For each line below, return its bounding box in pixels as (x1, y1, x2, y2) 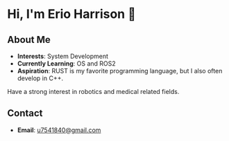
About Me (7, 34, 51, 46)
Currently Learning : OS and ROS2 (17, 59, 116, 68)
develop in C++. (17, 74, 64, 82)
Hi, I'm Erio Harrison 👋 (7, 6, 137, 22)
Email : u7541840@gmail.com (17, 126, 101, 134)
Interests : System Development (17, 52, 109, 60)
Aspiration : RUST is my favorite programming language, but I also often (17, 67, 223, 75)
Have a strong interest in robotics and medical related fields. (7, 88, 180, 95)
